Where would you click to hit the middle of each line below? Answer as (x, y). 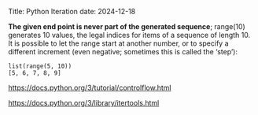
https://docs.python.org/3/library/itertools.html (84, 103)
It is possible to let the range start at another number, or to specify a (118, 43)
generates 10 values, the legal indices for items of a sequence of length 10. (129, 35)
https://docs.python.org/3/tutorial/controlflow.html (90, 87)
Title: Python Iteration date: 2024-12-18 (72, 11)
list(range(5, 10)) (40, 66)
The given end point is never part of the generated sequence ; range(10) (127, 26)
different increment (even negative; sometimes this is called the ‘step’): (123, 52)
